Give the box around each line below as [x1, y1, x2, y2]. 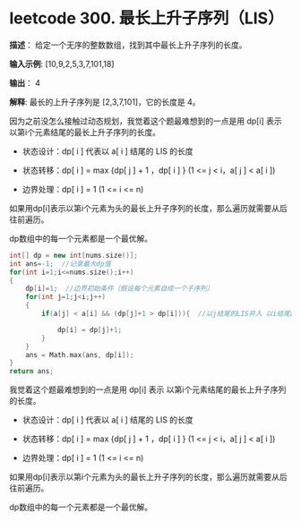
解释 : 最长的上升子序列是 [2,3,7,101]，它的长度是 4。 [9, 96, 201, 107]
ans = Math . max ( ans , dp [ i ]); [25, 350, 134, 359]
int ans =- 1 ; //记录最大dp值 [9, 259, 112, 269]
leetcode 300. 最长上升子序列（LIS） [9, 8, 284, 29]
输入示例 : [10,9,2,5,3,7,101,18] [9, 58, 115, 69]
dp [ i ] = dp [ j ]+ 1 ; [56, 325, 123, 334]
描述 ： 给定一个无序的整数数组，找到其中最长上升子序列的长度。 [9, 39, 247, 50]
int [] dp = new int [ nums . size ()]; [9, 251, 139, 260]
